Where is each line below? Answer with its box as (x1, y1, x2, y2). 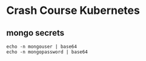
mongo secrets (6, 28, 65, 38)
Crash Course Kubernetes (6, 4, 141, 18)
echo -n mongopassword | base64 (6, 49, 88, 55)
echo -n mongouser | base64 (6, 43, 78, 50)
